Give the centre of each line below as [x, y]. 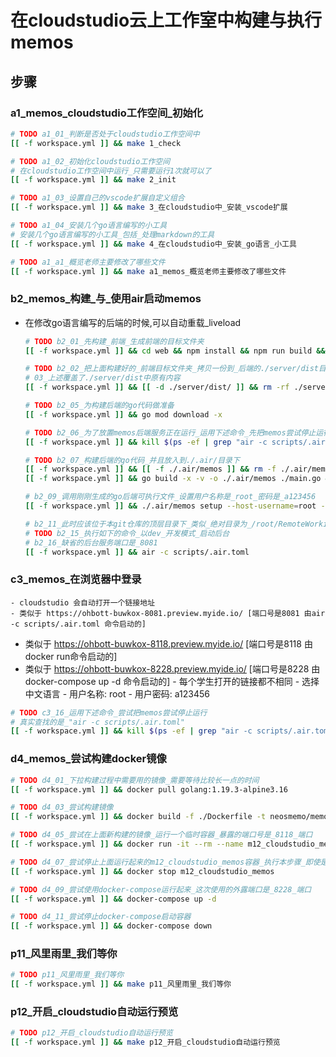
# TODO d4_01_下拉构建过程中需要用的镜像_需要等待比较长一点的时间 [135, 780]
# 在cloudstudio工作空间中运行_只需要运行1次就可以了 [111, 171]
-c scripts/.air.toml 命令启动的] [78, 624]
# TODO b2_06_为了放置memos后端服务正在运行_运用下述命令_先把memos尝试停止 [170, 432]
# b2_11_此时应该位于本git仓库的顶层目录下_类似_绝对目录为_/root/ [151, 524]
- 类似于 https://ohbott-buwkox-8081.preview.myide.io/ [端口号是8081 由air [168, 613]
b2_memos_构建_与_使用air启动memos [106, 299]
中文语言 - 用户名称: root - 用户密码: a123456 [117, 693]
